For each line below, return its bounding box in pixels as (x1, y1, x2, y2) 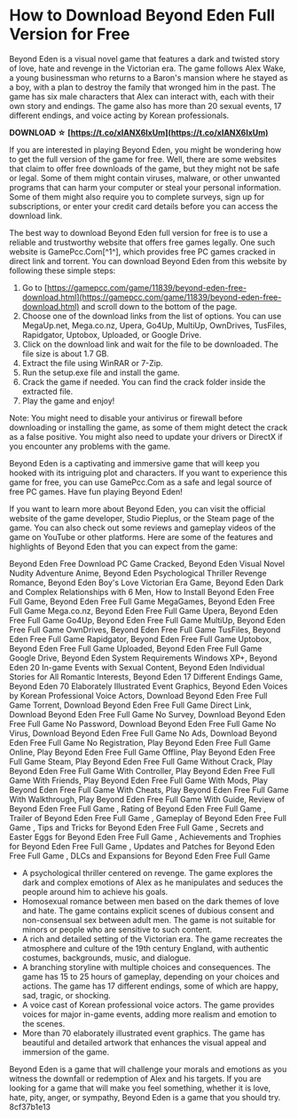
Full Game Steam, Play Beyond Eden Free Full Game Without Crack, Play (9, 755, 273, 767)
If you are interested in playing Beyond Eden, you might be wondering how (9, 144, 282, 155)
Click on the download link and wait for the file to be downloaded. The (21, 339, 279, 349)
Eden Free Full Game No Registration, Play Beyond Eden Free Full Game (9, 737, 271, 747)
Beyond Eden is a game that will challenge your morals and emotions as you (9, 1063, 287, 1074)
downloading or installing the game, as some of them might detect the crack (9, 422, 288, 433)
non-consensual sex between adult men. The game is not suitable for (21, 914, 277, 925)
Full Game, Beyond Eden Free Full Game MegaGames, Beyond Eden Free (9, 596, 276, 606)
